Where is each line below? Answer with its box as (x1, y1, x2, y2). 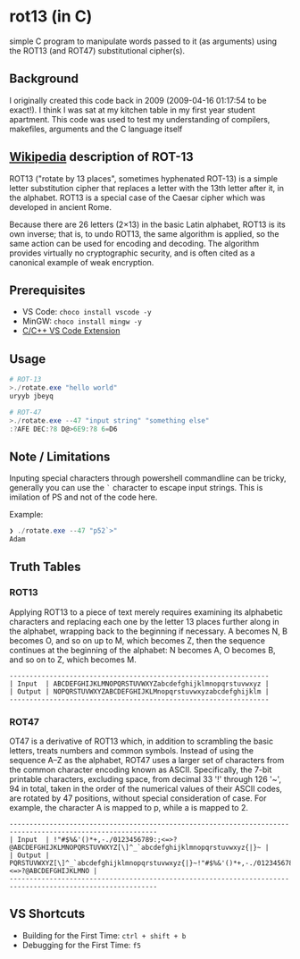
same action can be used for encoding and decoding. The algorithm (9, 238, 260, 248)
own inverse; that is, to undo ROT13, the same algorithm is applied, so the (9, 228, 279, 239)
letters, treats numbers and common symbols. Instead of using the (9, 744, 254, 756)
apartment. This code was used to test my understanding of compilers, (9, 114, 271, 124)
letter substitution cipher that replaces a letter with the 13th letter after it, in (9, 182, 284, 193)
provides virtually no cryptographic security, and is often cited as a (9, 248, 255, 258)
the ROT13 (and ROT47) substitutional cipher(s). (9, 45, 186, 55)
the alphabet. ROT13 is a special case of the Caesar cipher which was (9, 192, 266, 203)
